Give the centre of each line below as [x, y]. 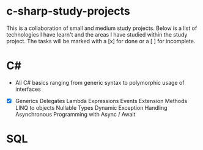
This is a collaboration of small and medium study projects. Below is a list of [102, 28]
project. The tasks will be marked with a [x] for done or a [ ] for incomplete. [101, 41]
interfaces [28, 89]
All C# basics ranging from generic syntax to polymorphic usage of [100, 82]
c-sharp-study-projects [68, 11]
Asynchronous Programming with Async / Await [75, 114]
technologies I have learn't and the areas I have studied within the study [97, 34]
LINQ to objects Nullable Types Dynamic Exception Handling [91, 107]
